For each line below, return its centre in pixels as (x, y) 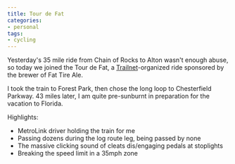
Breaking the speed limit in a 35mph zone (78, 153)
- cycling (22, 40)
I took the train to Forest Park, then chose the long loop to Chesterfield (109, 89)
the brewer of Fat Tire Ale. (45, 75)
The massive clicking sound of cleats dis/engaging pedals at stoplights (120, 146)
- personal (23, 27)
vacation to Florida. (35, 103)
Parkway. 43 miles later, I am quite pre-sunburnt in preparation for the (108, 96)
